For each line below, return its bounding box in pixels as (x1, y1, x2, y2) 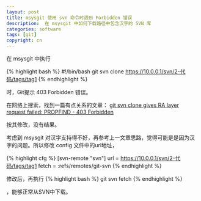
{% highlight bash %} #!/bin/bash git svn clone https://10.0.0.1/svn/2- (6, 68, 180, 75)
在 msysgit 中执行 (6, 55, 51, 62)
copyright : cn (6, 37, 43, 43)
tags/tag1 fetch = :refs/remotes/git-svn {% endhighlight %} (13, 163, 162, 169)
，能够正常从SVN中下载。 (6, 188, 71, 196)
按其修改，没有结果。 (6, 121, 60, 128)
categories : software (6, 26, 62, 32)
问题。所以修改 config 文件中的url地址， (16, 142, 118, 148)
